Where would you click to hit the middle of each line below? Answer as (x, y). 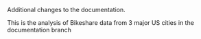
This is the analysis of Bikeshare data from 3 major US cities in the (100, 23)
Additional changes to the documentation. (66, 10)
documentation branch (39, 30)
